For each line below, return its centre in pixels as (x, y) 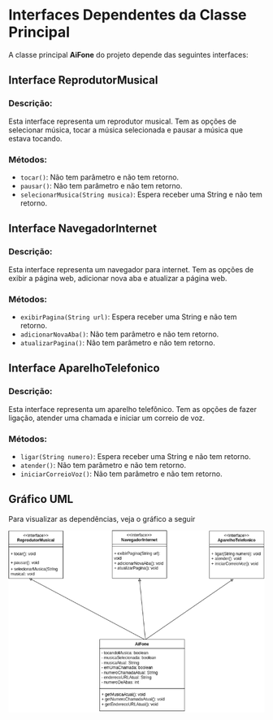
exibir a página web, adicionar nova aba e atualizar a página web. (118, 278)
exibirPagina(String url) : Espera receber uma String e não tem (128, 317)
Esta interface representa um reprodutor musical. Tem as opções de (123, 121)
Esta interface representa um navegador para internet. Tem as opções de (131, 269)
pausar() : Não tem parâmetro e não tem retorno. (101, 185)
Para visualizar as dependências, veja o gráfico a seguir (102, 518)
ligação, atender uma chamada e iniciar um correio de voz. (107, 418)
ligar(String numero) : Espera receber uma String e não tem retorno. (135, 456)
